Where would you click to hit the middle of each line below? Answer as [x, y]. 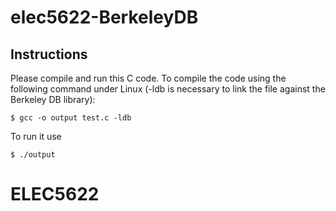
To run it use [36, 136]
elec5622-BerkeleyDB [104, 17]
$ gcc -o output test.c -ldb [71, 118]
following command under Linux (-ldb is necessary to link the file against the [168, 89]
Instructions [49, 54]
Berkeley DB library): [53, 99]
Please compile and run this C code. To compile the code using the [148, 78]
